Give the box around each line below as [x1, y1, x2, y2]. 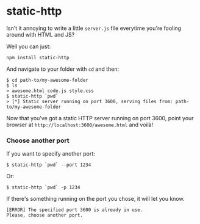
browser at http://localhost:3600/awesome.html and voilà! [6, 121, 154, 128]
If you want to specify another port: [6, 150, 96, 157]
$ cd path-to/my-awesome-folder [6, 77, 88, 83]
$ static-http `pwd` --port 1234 [6, 162, 91, 168]
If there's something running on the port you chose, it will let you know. [6, 195, 185, 203]
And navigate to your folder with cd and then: [6, 65, 120, 73]
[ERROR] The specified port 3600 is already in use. [6, 207, 143, 213]
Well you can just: [6, 43, 51, 50]
